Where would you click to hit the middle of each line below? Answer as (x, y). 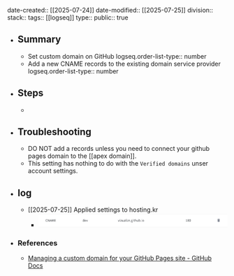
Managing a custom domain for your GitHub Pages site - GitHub (119, 259)
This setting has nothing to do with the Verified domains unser (118, 164)
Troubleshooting (54, 132)
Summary (39, 39)
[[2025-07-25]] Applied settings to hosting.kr (93, 210)
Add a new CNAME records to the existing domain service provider (124, 64)
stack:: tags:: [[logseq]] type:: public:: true (68, 17)
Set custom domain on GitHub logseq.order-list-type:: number (117, 56)
